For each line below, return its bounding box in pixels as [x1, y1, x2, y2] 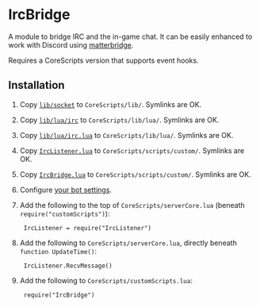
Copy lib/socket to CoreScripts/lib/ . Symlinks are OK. [19, 99, 202, 109]
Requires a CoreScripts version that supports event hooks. [8, 56, 200, 65]
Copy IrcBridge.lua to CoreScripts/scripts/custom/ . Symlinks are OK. [19, 169, 251, 179]
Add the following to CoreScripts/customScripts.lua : [19, 275, 193, 285]
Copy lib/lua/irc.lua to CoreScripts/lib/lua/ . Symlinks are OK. [19, 130, 234, 140]
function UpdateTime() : [19, 246, 97, 255]
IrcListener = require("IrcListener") [23, 224, 152, 232]
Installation [8, 79, 65, 92]
